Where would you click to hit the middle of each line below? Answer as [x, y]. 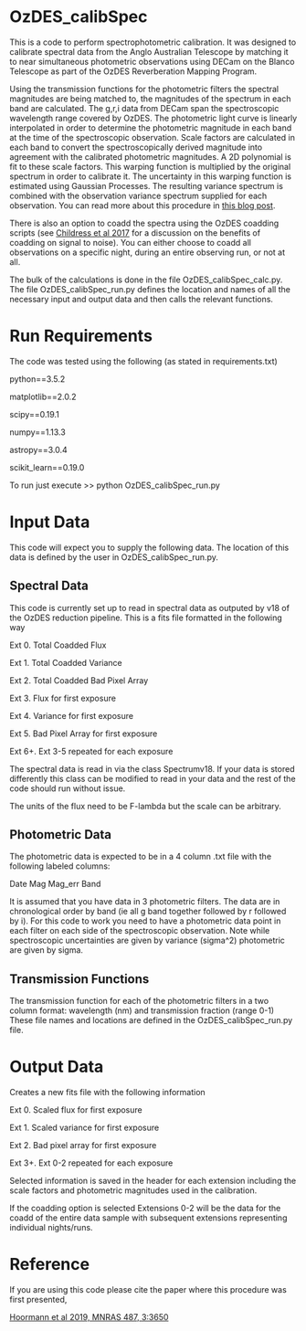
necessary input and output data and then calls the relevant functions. [142, 299]
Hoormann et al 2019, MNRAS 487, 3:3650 [89, 1317]
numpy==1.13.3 [37, 432]
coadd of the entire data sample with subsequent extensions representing [148, 1218]
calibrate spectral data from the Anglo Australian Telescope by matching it [149, 51]
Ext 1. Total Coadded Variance [66, 662]
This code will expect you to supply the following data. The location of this [149, 547]
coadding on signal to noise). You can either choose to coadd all [130, 242]
